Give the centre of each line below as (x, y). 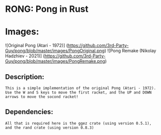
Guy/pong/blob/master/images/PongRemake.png (55, 61)
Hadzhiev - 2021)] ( (25, 56)
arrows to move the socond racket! (42, 97)
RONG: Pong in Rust (47, 9)
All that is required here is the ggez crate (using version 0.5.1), (79, 123)
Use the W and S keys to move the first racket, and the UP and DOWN (79, 92)
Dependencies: (29, 112)
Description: (25, 77)
